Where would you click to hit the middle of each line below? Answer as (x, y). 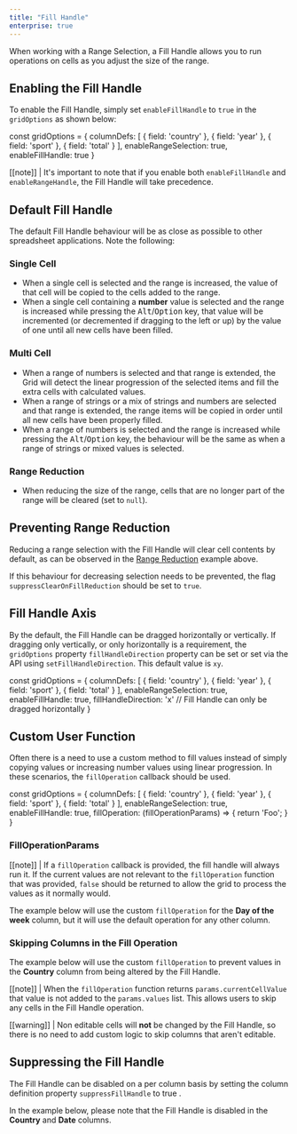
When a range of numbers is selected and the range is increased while (151, 429)
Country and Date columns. (60, 1120)
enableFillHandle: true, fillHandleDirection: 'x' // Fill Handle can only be (138, 699)
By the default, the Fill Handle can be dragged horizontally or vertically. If (143, 635)
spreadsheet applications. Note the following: (92, 241)
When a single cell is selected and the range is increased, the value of (150, 283)
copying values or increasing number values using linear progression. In (141, 767)
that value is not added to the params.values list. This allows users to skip (143, 998)
